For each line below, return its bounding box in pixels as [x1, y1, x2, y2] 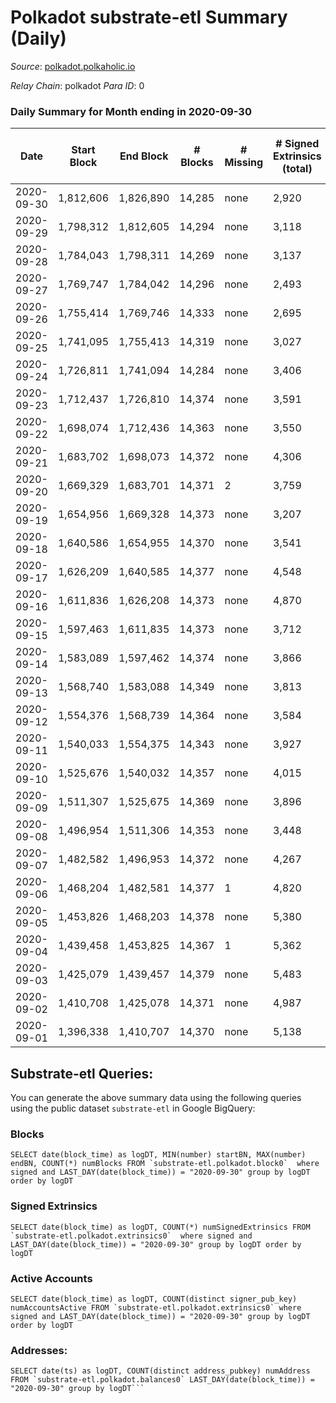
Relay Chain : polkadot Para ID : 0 [10, 79, 145, 91]
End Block [119, 149, 169, 163]
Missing [224, 156, 264, 170]
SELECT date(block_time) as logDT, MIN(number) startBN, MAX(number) [10, 1150, 307, 1160]
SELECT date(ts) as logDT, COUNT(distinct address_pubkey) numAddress [10, 1366, 311, 1376]
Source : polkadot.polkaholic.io [10, 60, 136, 72]
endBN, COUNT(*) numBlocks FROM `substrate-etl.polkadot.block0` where [10, 1159, 320, 1169]
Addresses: [10, 1343, 68, 1357]
